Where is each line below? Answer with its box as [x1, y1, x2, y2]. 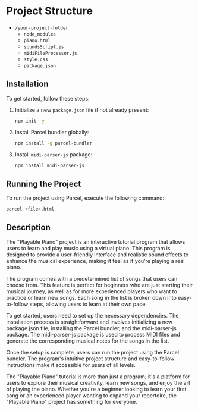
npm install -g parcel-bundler [14, 140, 93, 146]
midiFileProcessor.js [23, 50, 77, 56]
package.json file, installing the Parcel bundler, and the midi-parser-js [6, 324, 177, 331]
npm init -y [14, 118, 45, 124]
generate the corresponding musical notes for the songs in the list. [6, 337, 169, 344]
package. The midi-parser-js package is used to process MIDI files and [6, 331, 180, 338]
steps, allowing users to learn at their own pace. [29, 300, 147, 308]
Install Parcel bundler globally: [14, 128, 89, 136]
